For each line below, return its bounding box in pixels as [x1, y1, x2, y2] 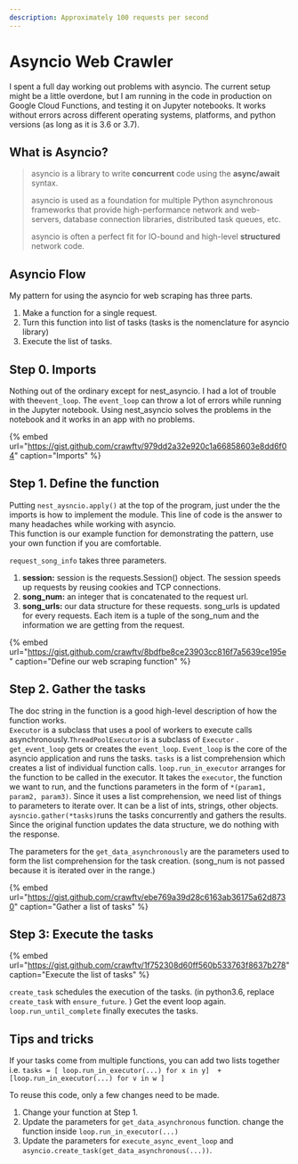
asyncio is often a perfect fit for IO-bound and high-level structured [30, 231, 281, 242]
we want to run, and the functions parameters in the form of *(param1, [9, 781, 267, 792]
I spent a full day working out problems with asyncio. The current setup [9, 81, 271, 92]
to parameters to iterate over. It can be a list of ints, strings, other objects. [9, 800, 278, 811]
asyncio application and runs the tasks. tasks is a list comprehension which [9, 753, 286, 764]
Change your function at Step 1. [21, 1107, 139, 1118]
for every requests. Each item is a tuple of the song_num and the [21, 610, 260, 621]
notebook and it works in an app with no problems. [9, 414, 196, 425]
